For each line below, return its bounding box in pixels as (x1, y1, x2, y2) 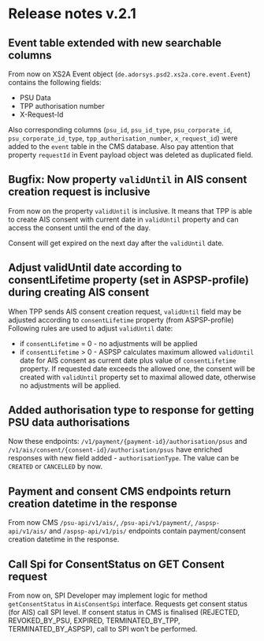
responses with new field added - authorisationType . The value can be (8, 453, 240, 463)
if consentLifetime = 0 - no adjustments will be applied (19, 338, 198, 348)
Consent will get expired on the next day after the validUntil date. (8, 238, 225, 248)
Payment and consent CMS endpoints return (8, 484, 231, 498)
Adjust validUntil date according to (8, 261, 183, 274)
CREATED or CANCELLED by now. (8, 462, 103, 471)
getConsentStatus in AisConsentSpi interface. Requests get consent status (8, 599, 248, 609)
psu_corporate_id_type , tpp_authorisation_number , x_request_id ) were (8, 133, 238, 143)
